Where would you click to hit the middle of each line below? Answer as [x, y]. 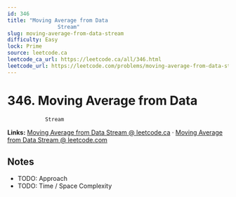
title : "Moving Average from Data [58, 20]
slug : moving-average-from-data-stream [66, 33]
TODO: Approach [42, 179]
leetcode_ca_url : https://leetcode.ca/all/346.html [84, 60]
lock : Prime [25, 46]
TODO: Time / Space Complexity [65, 186]
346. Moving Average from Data [103, 101]
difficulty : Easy [33, 40]
